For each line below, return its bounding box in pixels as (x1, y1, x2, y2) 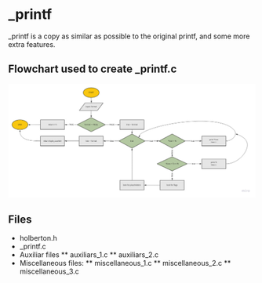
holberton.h (19, 234, 57, 243)
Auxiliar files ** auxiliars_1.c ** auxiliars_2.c (19, 250, 159, 259)
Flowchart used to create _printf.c (8, 63, 177, 76)
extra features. (8, 39, 56, 49)
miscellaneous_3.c (19, 267, 80, 276)
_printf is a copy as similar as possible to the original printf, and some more (8, 31, 250, 41)
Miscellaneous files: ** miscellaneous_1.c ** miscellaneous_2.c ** (19, 259, 231, 268)
